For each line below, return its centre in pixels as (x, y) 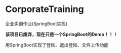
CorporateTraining (45, 9)
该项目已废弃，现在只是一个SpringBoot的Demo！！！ (62, 34)
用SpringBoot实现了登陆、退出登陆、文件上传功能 (57, 45)
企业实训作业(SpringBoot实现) (36, 23)
